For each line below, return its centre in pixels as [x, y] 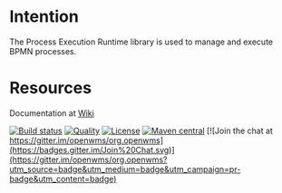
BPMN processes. [43, 51]
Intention [44, 17]
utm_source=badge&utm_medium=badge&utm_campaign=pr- [125, 169]
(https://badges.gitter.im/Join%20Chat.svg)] [92, 150]
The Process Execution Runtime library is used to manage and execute [141, 42]
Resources [51, 88]
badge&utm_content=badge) [63, 179]
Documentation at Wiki [52, 113]
